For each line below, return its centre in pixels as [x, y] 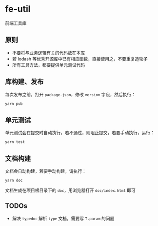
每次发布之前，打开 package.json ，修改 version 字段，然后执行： [70, 94]
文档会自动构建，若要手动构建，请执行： [46, 171]
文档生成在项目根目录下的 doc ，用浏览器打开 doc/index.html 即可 [70, 190]
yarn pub [14, 103]
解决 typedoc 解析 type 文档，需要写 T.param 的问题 [63, 218]
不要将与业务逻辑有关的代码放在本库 [49, 53]
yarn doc [14, 180]
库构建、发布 [24, 82]
